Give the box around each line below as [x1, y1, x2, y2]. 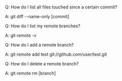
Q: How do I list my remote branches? [5, 23, 81, 29]
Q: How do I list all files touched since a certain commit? [5, 4, 118, 10]
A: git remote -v [5, 33, 36, 38]
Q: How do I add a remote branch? [5, 42, 74, 48]
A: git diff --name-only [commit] [5, 14, 70, 19]
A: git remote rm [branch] [5, 70, 56, 76]
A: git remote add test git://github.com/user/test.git [5, 51, 107, 57]
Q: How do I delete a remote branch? [5, 61, 79, 66]
